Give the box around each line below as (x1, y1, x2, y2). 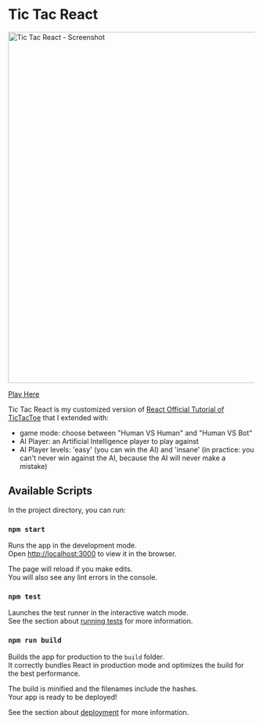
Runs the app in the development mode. (8, 540, 137, 551)
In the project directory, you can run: (8, 505, 126, 514)
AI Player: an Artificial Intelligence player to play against (19, 436, 200, 445)
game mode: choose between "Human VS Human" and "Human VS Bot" (19, 428, 253, 438)
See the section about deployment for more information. (8, 707, 189, 716)
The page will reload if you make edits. (8, 564, 133, 574)
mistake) (19, 461, 48, 471)
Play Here (8, 389, 40, 398)
